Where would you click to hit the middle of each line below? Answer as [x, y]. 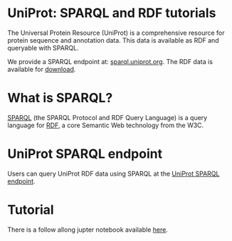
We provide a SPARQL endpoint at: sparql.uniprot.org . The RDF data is [110, 61]
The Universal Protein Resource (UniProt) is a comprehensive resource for [116, 33]
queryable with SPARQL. [43, 48]
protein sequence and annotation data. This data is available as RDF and [113, 40]
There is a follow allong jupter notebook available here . [88, 230]
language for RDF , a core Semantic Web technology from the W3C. [106, 125]
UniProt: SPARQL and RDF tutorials [112, 13]
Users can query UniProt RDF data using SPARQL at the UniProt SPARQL [114, 173]
